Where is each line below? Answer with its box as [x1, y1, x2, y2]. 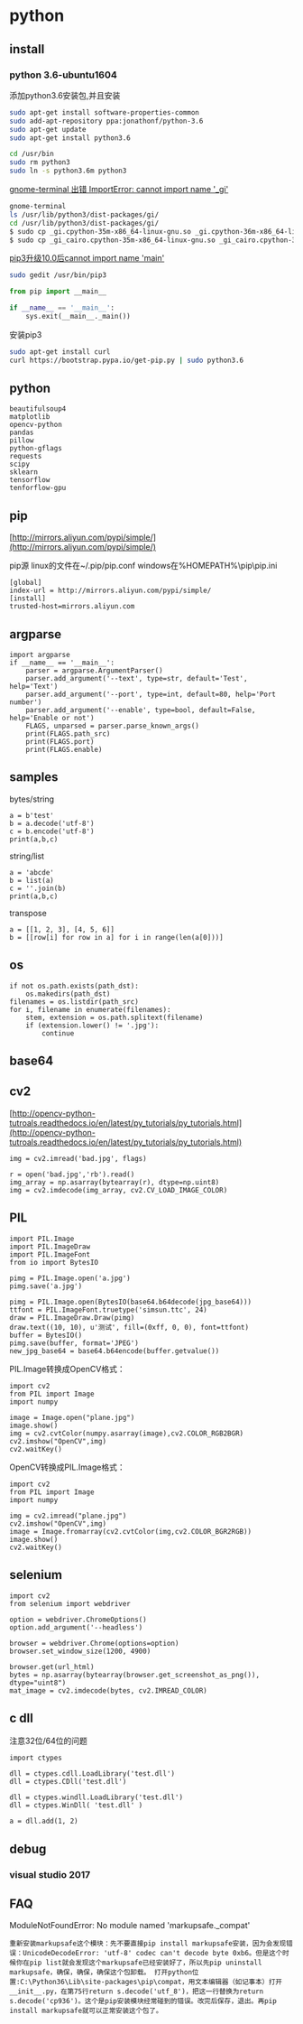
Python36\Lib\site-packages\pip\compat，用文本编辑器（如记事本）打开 [32, 1978, 282, 1987]
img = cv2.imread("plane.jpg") [9, 1511, 127, 1520]
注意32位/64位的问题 [9, 1735, 87, 1747]
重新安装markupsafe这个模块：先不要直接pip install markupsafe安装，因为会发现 [9, 1939, 287, 1948]
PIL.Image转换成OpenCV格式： [9, 1363, 125, 1374]
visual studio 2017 [9, 1868, 91, 1880]
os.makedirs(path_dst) [25, 989, 111, 998]
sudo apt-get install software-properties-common [9, 107, 200, 117]
